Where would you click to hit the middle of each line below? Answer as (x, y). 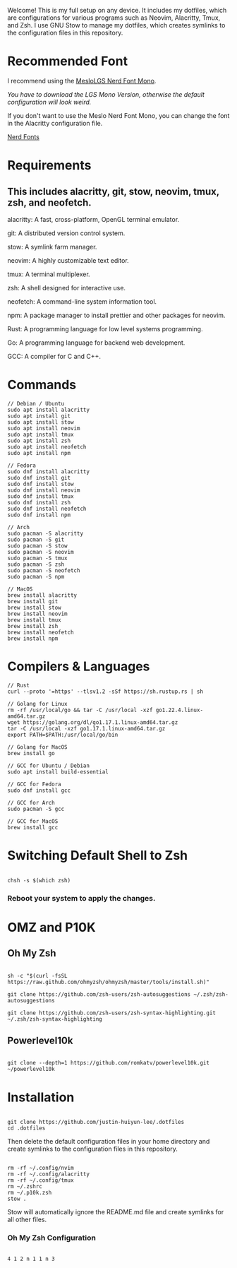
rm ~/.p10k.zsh (30, 1193)
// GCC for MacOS (33, 821)
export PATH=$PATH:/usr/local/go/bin (63, 735)
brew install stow (34, 608)
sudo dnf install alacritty (49, 472)
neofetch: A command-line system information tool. (82, 301)
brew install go (31, 753)
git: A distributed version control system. (66, 233)
